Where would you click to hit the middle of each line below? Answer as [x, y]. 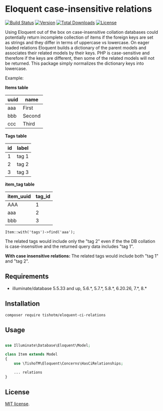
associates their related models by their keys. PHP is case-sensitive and [77, 53]
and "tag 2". [17, 261]
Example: [14, 78]
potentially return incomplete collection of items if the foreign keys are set [79, 37]
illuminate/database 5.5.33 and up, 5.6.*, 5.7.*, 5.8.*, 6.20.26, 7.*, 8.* [80, 288]
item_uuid [19, 196]
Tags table [16, 136]
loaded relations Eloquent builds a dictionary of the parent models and [76, 48]
